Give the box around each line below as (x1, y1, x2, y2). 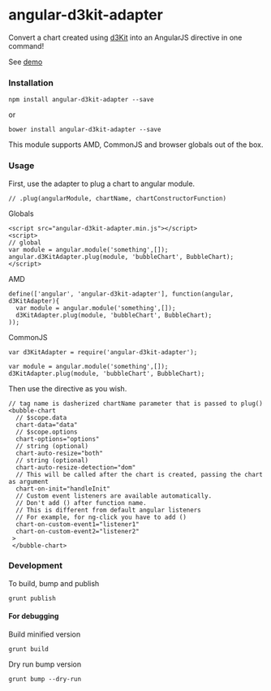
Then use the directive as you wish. (8, 383, 127, 393)
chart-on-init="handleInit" (15, 485, 111, 493)
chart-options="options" (15, 434, 100, 443)
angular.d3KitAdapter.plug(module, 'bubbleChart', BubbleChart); (8, 253, 234, 261)
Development (8, 560, 63, 572)
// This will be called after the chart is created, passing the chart (15, 470, 264, 478)
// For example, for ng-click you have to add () (15, 513, 187, 521)
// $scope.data (15, 413, 67, 421)
